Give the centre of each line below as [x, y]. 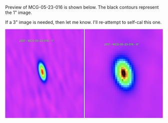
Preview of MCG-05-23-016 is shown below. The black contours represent [82, 7]
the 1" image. [19, 12]
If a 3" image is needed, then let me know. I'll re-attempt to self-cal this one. [83, 22]
